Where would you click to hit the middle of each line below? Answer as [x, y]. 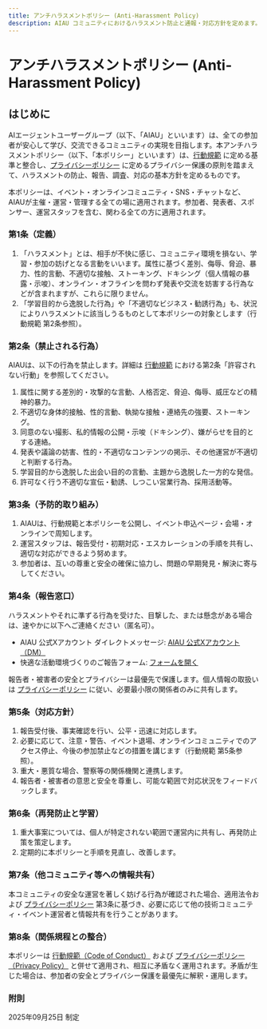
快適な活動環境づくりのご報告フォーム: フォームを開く [109, 662]
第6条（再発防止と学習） [56, 813]
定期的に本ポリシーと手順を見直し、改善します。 [100, 852]
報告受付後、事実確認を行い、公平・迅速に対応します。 [110, 730]
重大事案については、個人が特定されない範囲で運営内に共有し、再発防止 [138, 832]
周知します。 [76, 533]
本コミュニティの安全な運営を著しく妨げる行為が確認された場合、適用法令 [130, 894]
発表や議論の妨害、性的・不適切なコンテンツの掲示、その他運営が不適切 [138, 452]
